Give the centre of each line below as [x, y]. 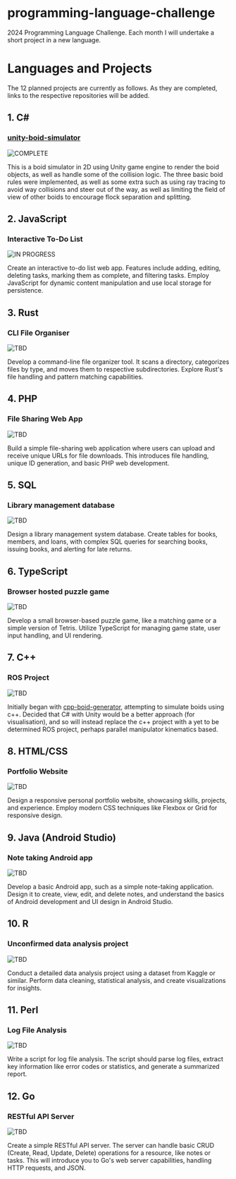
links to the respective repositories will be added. [79, 95]
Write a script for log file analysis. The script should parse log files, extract [116, 1059]
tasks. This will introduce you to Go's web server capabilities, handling [110, 1161]
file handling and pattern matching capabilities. [75, 377]
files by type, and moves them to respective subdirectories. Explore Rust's [115, 369]
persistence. [25, 291]
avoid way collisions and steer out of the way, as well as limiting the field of [116, 189]
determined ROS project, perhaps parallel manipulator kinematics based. [113, 729]
